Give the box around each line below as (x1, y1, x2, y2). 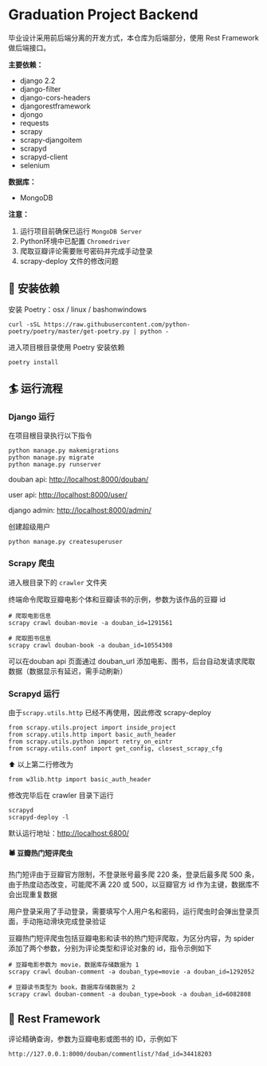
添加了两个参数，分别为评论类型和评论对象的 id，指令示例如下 (8, 943, 212, 954)
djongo (19, 109, 44, 119)
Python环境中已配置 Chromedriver (19, 236, 131, 246)
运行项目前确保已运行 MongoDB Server (19, 226, 142, 236)
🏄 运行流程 (8, 382, 64, 395)
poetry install (8, 358, 59, 366)
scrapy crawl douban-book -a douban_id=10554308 (8, 641, 173, 649)
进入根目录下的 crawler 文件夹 (8, 577, 108, 587)
